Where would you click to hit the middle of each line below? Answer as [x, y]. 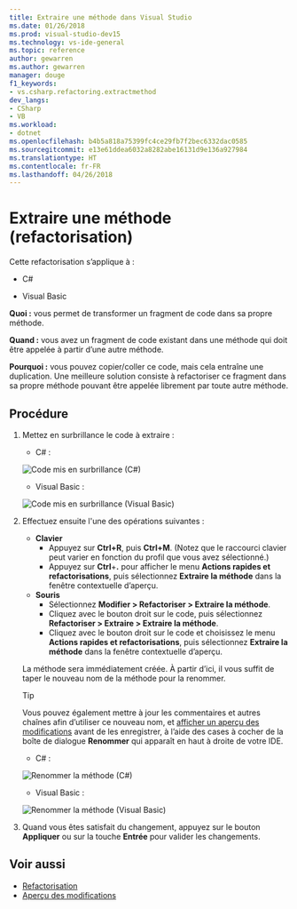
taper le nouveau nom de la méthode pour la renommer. [124, 678]
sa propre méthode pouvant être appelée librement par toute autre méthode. [149, 386]
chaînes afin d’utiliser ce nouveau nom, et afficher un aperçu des [141, 722]
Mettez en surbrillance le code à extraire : [98, 435]
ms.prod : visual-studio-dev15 [65, 34]
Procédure [39, 414]
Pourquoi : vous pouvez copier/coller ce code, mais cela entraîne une [137, 367]
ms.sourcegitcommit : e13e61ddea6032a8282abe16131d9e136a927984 [129, 149]
